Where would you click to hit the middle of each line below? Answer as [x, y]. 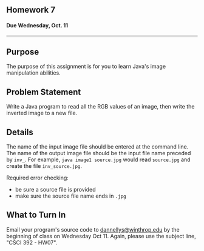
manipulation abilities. [33, 73]
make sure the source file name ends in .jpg [70, 196]
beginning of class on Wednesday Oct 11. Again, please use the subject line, [101, 236]
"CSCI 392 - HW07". [32, 243]
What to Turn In [36, 215]
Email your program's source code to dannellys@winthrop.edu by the [93, 229]
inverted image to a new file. [42, 113]
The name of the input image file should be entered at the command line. [97, 147]
